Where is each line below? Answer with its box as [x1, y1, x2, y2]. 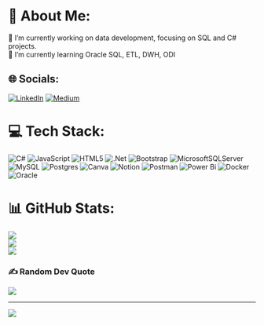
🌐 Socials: [8, 72, 60, 86]
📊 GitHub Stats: [8, 199, 115, 217]
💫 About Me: [8, 7, 91, 25]
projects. [8, 41, 37, 50]
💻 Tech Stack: [8, 122, 105, 140]
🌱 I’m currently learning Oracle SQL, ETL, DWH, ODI [8, 49, 176, 59]
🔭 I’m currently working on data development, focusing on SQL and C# [8, 33, 237, 42]
